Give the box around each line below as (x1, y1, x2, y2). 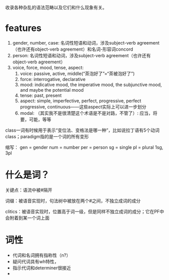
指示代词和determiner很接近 (12, 265, 71, 271)
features (5, 22, 42, 34)
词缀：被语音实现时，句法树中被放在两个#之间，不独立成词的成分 (5, 197, 141, 204)
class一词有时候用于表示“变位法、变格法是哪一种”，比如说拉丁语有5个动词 (5, 127, 160, 133)
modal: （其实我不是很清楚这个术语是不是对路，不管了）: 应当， (20, 110, 153, 116)
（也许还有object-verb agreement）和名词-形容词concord (12, 46, 134, 52)
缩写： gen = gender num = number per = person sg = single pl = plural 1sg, (5, 144, 163, 150)
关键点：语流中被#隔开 (5, 187, 52, 193)
